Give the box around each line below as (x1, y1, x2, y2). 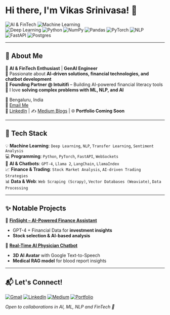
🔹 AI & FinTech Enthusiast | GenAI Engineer (5, 65, 98, 71)
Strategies (5, 173, 28, 178)
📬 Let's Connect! (5, 278, 63, 287)
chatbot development (5, 76, 52, 82)
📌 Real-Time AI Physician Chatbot (5, 242, 77, 248)
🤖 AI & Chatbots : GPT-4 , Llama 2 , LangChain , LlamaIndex (5, 160, 120, 167)
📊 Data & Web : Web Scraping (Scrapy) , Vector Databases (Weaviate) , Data (5, 178, 161, 184)
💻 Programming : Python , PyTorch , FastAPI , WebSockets (5, 153, 119, 159)
